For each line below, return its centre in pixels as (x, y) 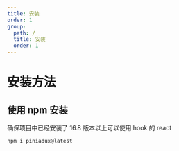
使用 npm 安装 (37, 110)
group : (17, 26)
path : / (25, 33)
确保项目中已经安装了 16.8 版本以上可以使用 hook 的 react (89, 128)
